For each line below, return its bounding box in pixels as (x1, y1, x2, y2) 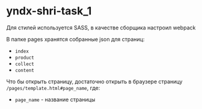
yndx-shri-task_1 (6, 4, 92, 18)
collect (14, 61, 34, 67)
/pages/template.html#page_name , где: (6, 84, 100, 91)
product (14, 54, 34, 60)
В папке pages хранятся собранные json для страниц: (6, 35, 145, 43)
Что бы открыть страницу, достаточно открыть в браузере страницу (6, 78, 183, 85)
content (14, 67, 34, 73)
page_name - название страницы (14, 96, 96, 103)
